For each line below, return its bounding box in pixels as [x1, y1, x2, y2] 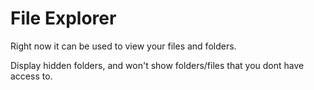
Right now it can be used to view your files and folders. [10, 40, 237, 52]
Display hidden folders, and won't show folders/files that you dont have [10, 59, 305, 71]
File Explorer [10, 7, 117, 30]
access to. [10, 70, 53, 82]
